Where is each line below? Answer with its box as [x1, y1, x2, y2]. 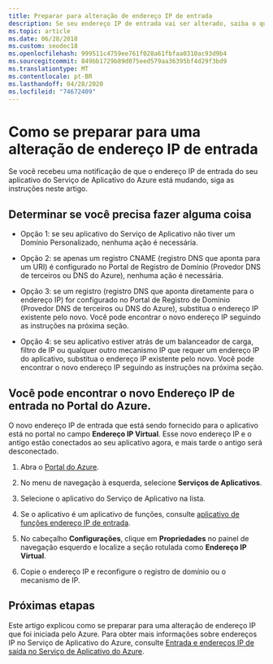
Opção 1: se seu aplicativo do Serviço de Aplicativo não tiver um [19, 229, 236, 239]
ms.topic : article [8, 27, 71, 35]
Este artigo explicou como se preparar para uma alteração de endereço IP [8, 620, 256, 630]
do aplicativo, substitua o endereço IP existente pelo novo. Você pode [19, 354, 254, 364]
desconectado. [8, 446, 59, 456]
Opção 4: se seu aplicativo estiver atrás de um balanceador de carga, [19, 336, 253, 346]
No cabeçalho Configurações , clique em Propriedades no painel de [19, 533, 249, 543]
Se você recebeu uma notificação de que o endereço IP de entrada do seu [8, 167, 258, 176]
